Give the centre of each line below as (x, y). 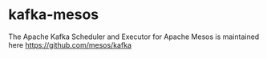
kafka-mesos (54, 15)
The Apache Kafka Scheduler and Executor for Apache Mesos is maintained (134, 37)
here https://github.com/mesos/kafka (70, 44)
